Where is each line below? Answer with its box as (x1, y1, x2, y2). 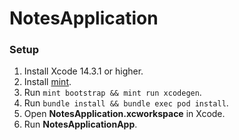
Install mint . (23, 76, 72, 88)
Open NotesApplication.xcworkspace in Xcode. (23, 108, 226, 120)
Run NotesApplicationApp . (23, 118, 138, 131)
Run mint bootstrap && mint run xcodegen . (23, 87, 202, 99)
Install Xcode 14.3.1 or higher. (23, 65, 144, 77)
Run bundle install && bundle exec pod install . (23, 97, 229, 109)
